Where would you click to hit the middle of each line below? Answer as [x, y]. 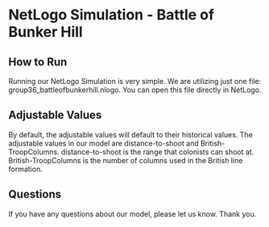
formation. [25, 169]
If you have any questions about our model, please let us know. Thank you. [132, 214]
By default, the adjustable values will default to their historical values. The [131, 134]
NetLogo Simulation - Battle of [112, 15]
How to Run [38, 62]
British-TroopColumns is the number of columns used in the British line [126, 160]
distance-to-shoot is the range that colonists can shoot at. [157, 152]
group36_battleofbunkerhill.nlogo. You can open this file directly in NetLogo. [135, 90]
